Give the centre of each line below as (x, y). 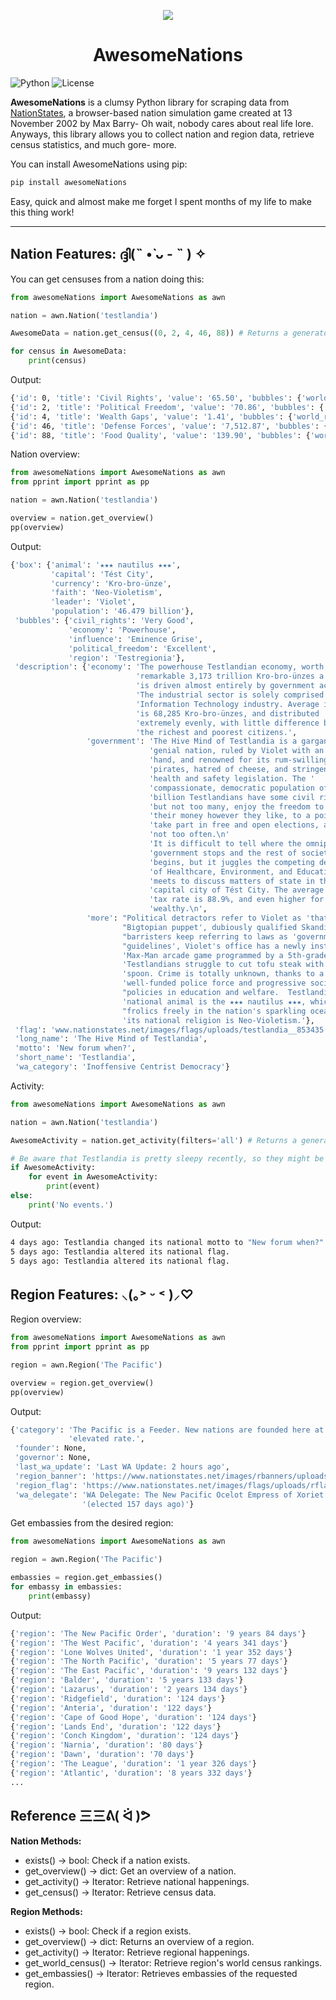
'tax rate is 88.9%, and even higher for (236, 900)
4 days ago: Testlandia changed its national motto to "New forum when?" (167, 1242)
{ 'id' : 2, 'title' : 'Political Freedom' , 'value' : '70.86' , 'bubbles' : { (167, 407)
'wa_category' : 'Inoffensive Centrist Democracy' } (122, 1067)
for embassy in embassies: (66, 1587)
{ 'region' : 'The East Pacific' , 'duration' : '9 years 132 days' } (149, 1671)
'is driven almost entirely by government (225, 686)
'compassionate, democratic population (231, 788)
